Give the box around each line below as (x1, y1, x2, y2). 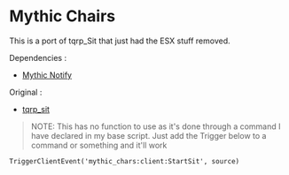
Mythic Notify (21, 69, 73, 80)
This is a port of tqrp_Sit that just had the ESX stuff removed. (9, 35, 230, 46)
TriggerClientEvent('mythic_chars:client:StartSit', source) (9, 156, 240, 165)
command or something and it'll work (30, 140, 168, 150)
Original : (9, 87, 43, 97)
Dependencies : (9, 52, 67, 63)
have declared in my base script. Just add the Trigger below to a (30, 130, 267, 141)
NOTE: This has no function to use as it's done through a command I (30, 121, 281, 132)
